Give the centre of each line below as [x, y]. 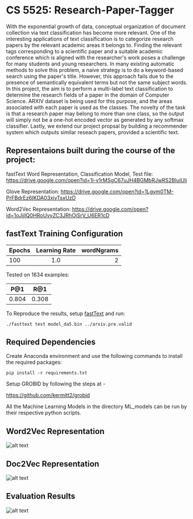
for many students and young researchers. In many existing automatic [90, 64]
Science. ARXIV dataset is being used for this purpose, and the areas [89, 101]
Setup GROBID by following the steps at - [56, 384]
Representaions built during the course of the [91, 151]
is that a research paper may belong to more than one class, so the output [95, 113]
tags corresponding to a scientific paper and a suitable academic [84, 51]
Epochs [20, 250]
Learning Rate [56, 250]
